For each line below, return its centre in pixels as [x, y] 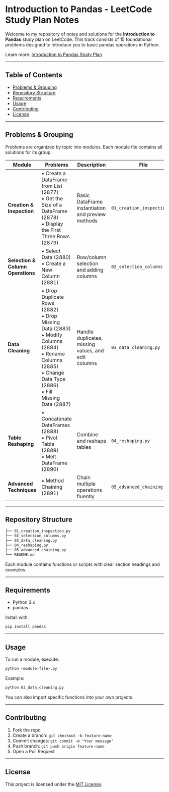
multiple [86, 484]
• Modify [52, 335]
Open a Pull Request [34, 751]
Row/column [92, 257]
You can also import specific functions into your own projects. [69, 697]
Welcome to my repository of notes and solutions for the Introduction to [80, 34]
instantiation [91, 208]
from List [52, 186]
